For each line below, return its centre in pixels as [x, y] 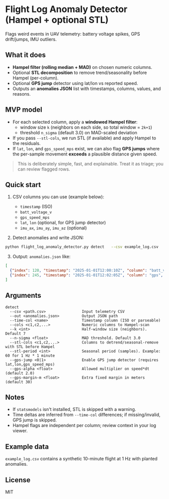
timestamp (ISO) [36, 207]
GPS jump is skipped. [34, 420]
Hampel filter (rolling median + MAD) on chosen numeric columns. [82, 67]
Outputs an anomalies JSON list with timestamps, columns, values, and [87, 89]
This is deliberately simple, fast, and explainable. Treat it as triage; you [90, 163]
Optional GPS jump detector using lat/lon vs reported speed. [75, 83]
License [18, 480]
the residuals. [27, 143]
